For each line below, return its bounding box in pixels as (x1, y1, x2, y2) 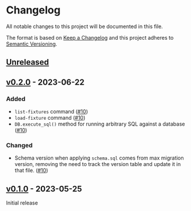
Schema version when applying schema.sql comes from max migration (14, 154, 184, 161)
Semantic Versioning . (6, 40, 57, 47)
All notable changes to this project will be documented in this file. (6, 23, 164, 30)
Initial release (6, 199, 38, 206)
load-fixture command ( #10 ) (14, 115, 86, 122)
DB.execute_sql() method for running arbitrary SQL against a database (14, 120, 185, 127)
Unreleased (6, 57, 50, 67)
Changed (6, 141, 33, 149)
